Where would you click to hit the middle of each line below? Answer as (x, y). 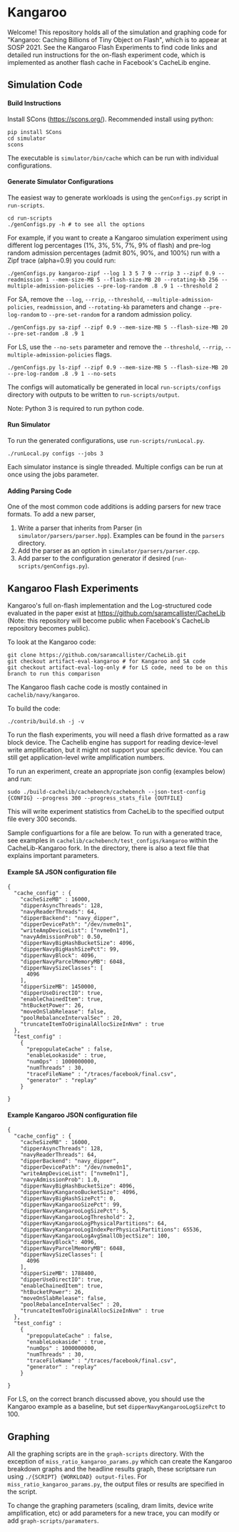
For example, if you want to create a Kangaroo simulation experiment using (118, 238)
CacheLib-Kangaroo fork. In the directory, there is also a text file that (108, 848)
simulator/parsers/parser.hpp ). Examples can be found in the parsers (121, 536)
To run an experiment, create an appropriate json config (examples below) (117, 771)
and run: (20, 779)
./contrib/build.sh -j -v (46, 721)
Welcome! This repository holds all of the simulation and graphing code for (117, 32)
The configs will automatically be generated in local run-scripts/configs (114, 387)
